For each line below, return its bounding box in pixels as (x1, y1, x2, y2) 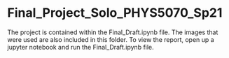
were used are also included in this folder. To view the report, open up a (7, 35, 215, 43)
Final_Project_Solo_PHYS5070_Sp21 (7, 5, 223, 21)
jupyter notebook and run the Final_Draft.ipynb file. (7, 43, 154, 51)
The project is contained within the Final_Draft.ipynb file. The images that (7, 28, 218, 36)
